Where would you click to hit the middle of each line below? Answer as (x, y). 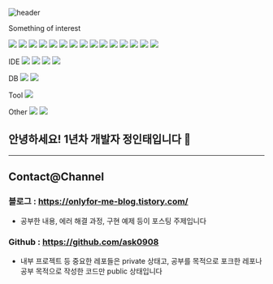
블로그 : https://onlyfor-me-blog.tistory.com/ (98, 201)
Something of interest (45, 28)
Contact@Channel (56, 177)
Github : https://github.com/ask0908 (84, 242)
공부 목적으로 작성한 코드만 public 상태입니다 (91, 271)
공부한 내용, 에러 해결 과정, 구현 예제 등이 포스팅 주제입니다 (113, 221)
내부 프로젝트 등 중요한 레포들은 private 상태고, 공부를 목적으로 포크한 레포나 (141, 260)
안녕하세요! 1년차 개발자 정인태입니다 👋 (100, 139)
